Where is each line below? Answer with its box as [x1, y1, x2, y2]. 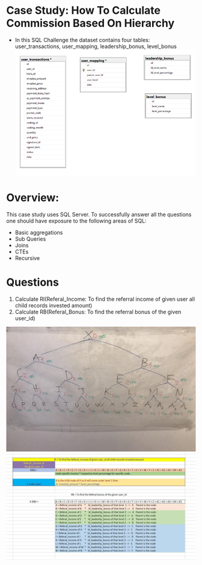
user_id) [14, 315, 35, 322]
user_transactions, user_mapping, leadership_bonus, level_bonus [14, 43, 177, 50]
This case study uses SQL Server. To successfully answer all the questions [6, 211, 192, 218]
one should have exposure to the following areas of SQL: [6, 217, 147, 224]
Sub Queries [14, 235, 46, 242]
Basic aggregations [14, 229, 63, 236]
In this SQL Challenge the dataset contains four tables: [14, 36, 150, 43]
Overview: [6, 191, 60, 205]
